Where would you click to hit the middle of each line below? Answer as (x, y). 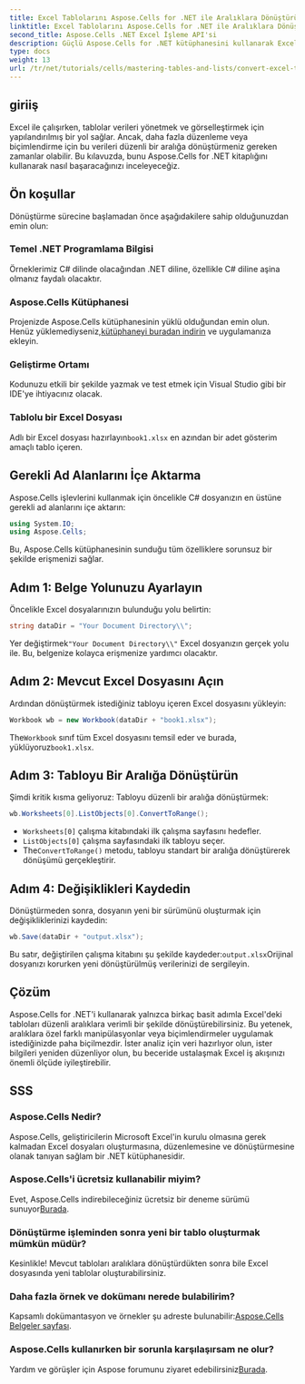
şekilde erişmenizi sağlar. (57, 559)
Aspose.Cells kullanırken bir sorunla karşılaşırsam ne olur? (142, 1350)
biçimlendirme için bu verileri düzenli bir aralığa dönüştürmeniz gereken (143, 146)
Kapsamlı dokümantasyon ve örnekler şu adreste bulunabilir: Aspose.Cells (147, 1316)
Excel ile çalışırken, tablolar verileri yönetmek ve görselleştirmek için (137, 127)
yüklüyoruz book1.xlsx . (52, 747)
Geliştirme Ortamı (49, 365)
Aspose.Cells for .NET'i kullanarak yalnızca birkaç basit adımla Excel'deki (146, 1014)
